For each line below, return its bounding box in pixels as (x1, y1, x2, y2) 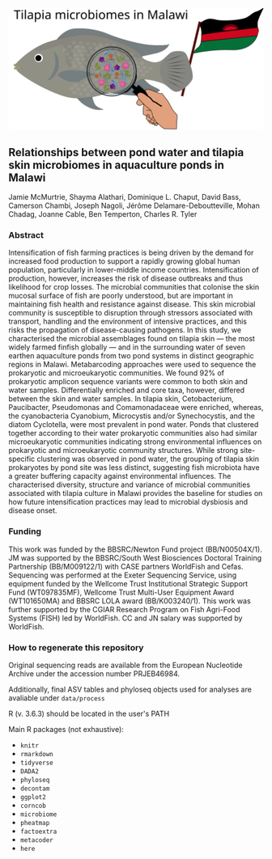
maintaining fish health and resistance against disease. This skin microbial (8, 299, 256, 309)
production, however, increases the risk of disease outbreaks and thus (8, 273, 244, 283)
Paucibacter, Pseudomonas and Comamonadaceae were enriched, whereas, (8, 403, 264, 413)
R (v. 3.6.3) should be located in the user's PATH (8, 709, 170, 718)
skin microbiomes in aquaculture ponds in (8, 158, 225, 171)
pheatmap (19, 819, 50, 827)
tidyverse (19, 759, 54, 767)
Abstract (8, 229, 45, 240)
